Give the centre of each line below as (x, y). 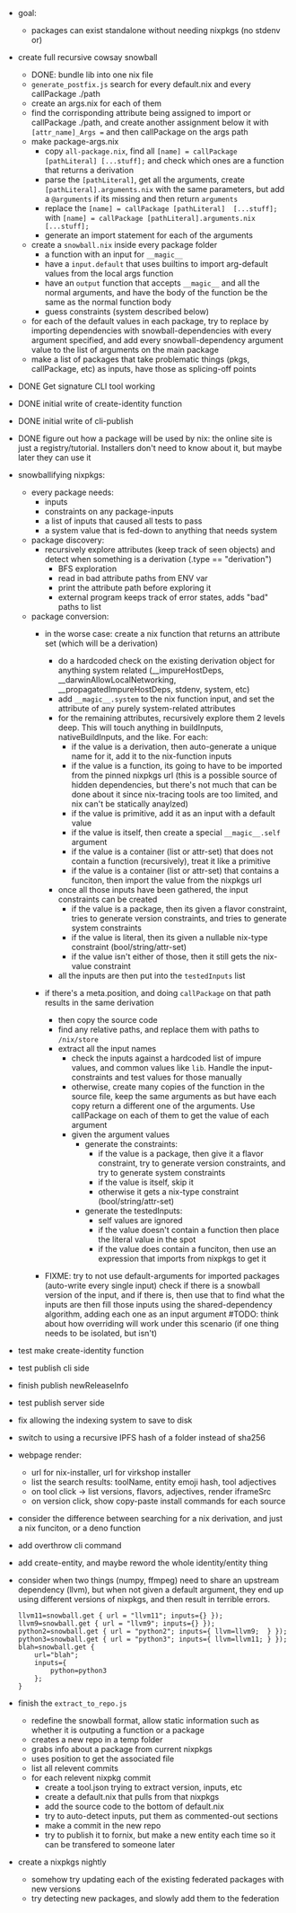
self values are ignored (140, 1220)
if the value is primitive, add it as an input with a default (173, 813)
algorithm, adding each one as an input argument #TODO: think (162, 1314)
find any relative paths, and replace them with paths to (159, 1029)
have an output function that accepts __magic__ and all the (152, 283)
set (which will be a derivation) (101, 643)
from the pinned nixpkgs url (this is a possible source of (174, 775)
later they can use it (54, 458)
